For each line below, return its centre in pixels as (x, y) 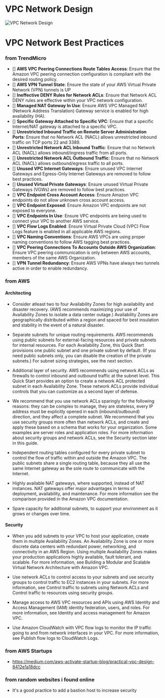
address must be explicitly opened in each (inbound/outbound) (76, 411)
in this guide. (25, 443)
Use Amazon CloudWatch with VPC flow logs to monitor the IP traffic (82, 627)
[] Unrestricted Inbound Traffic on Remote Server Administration (79, 132)
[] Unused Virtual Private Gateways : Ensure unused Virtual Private (80, 184)
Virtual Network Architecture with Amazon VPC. (60, 567)
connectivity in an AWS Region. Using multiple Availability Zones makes (84, 551)
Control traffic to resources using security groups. (63, 593)
